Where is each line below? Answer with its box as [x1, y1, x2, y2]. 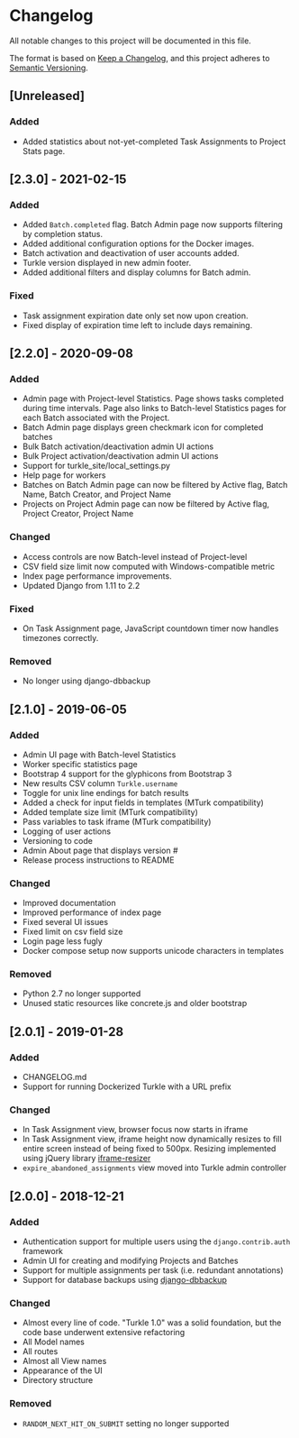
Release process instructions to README [22, 854, 175, 866]
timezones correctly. [22, 632, 99, 643]
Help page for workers [22, 470, 106, 481]
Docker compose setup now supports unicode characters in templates [22, 946, 285, 957]
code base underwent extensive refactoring [22, 1327, 186, 1338]
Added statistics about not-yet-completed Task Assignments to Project [22, 136, 286, 147]
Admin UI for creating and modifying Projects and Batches [22, 1255, 239, 1267]
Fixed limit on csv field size [22, 926, 123, 938]
